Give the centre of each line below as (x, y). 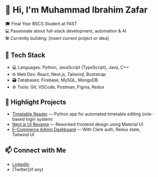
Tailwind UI (23, 134)
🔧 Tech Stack (25, 55)
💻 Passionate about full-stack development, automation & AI (66, 31)
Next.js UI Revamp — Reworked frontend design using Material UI (78, 124)
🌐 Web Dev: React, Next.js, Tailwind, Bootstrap (59, 74)
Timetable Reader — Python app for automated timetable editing (77, 114)
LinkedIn (21, 164)
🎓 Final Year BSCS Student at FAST (41, 23)
